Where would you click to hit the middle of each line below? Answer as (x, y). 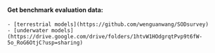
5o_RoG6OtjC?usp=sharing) (45, 43)
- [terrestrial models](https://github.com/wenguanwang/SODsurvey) (108, 24)
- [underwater (28, 31)
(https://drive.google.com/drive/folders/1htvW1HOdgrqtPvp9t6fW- (105, 37)
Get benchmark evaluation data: (55, 10)
